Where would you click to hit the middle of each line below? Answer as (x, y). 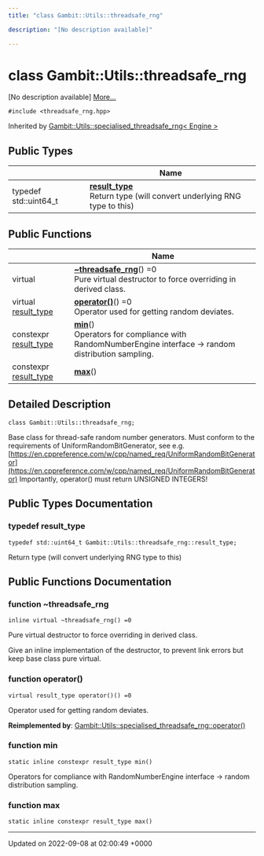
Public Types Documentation (81, 504)
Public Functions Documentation (90, 582)
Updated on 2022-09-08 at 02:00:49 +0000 (81, 843)
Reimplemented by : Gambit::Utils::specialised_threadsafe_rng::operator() (127, 725)
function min (33, 746)
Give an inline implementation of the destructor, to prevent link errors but (126, 651)
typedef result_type (47, 526)
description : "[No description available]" (81, 30)
